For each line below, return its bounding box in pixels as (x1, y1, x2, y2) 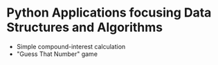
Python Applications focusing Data (6, 5, 212, 21)
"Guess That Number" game (16, 50, 98, 58)
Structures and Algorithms (6, 19, 163, 35)
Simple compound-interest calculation (16, 42, 126, 50)
